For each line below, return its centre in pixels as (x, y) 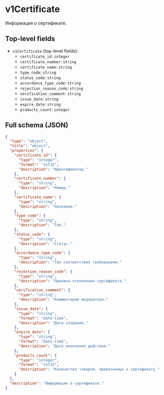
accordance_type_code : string (50, 83)
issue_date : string (39, 99)
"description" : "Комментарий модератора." (63, 300)
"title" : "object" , (30, 146)
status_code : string (40, 77)
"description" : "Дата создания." (53, 323)
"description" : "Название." (48, 206)
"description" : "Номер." (44, 188)
